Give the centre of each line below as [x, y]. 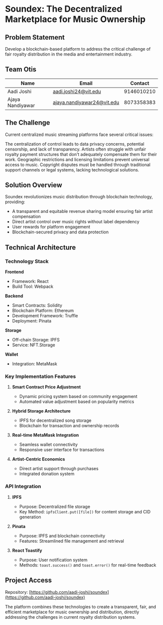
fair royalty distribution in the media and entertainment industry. [69, 54]
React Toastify [27, 550]
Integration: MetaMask [34, 364]
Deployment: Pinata [32, 321]
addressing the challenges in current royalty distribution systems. [71, 617]
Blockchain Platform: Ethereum [43, 311]
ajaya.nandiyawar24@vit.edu [86, 102]
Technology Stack [27, 261]
